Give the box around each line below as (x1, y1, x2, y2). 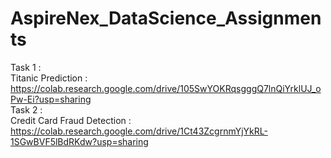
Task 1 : (10, 61, 42, 73)
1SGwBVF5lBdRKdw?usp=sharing (10, 135, 149, 147)
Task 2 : (10, 103, 43, 116)
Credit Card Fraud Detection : (10, 114, 132, 126)
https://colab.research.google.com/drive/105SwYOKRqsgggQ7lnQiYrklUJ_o (10, 82, 322, 94)
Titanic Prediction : (10, 72, 88, 84)
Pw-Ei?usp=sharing (10, 93, 92, 105)
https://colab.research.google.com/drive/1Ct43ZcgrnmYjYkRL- (10, 125, 268, 137)
